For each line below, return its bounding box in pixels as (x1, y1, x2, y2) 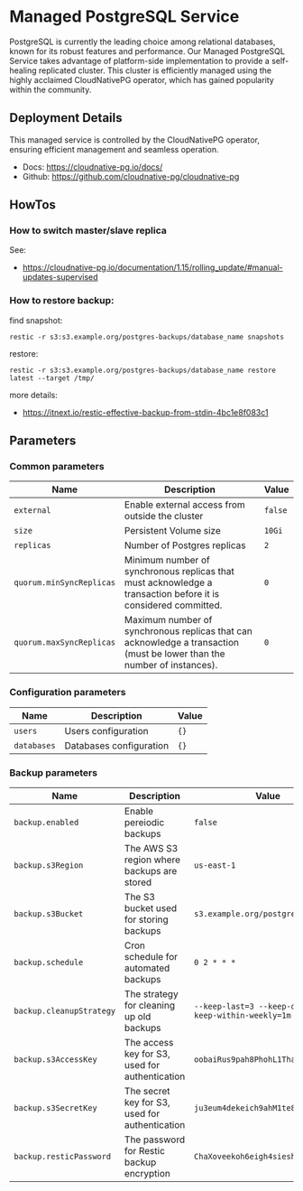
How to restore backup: (9, 294, 115, 307)
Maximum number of (124, 614, 213, 627)
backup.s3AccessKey (14, 1055, 97, 1065)
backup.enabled (14, 817, 79, 828)
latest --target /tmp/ (9, 373, 95, 383)
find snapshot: (9, 314, 63, 326)
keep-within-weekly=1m (193, 1010, 291, 1021)
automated (124, 962, 170, 974)
